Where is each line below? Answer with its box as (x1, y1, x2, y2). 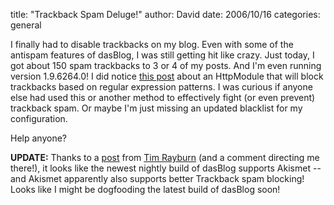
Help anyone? (10, 132, 67, 144)
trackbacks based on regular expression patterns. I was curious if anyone (10, 81, 313, 93)
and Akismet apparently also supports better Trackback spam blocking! (10, 173, 305, 184)
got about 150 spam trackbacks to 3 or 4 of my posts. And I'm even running (10, 60, 322, 71)
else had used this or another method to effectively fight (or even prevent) (10, 92, 316, 103)
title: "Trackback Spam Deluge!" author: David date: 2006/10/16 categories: (10, 9, 321, 20)
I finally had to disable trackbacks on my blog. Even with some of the (10, 39, 294, 50)
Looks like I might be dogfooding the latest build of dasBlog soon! (10, 184, 281, 195)
